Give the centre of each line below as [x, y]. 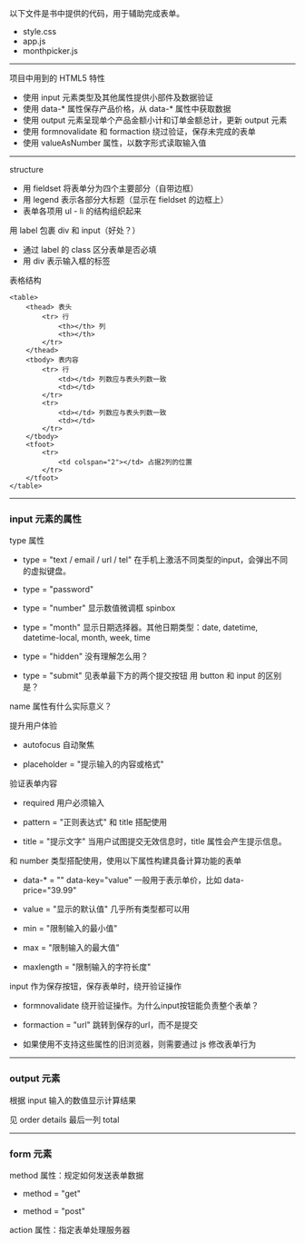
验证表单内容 [33, 783]
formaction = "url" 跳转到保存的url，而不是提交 [110, 1025]
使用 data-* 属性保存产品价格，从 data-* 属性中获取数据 [127, 109]
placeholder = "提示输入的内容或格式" [93, 764]
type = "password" [58, 590]
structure [26, 169]
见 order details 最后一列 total [64, 1120]
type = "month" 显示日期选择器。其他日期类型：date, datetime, [140, 627]
